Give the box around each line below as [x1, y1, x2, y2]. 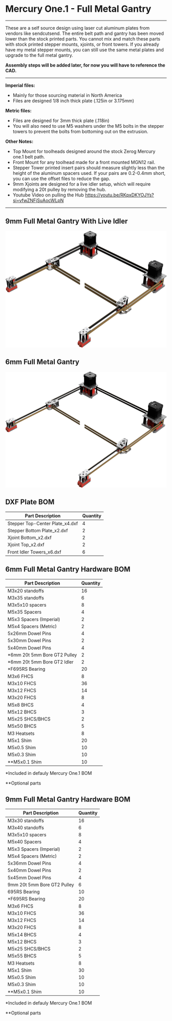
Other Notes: [5, 138, 34, 144]
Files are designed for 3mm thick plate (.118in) [12, 117, 110, 124]
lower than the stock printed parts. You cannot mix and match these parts [5, 35, 161, 42]
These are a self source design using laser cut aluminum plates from [5, 25, 150, 31]
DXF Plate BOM [5, 498, 55, 507]
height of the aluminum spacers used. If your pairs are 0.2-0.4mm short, [12, 170, 166, 176]
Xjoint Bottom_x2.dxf [7, 534, 52, 541]
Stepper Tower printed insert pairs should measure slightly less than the [12, 165, 165, 171]
